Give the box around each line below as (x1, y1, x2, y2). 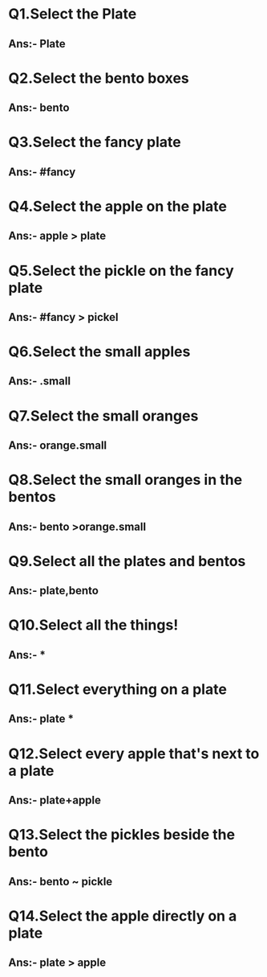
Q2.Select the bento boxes (8, 69, 190, 87)
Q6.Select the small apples (8, 343, 191, 361)
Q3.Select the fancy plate (8, 133, 182, 151)
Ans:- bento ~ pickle (8, 874, 113, 889)
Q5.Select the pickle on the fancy (8, 261, 234, 280)
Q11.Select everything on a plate (8, 680, 227, 698)
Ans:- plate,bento (8, 584, 99, 597)
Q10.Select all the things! (8, 616, 179, 634)
